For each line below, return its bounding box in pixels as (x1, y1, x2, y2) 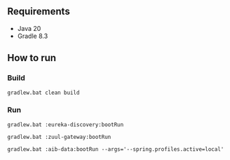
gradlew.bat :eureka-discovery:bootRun (7, 121, 124, 128)
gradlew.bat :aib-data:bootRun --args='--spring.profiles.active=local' (7, 145, 224, 153)
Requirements (7, 6, 70, 18)
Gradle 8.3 (17, 32, 48, 40)
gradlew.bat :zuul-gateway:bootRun (7, 133, 111, 140)
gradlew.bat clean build (7, 89, 80, 96)
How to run (7, 52, 57, 64)
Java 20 (17, 24, 41, 32)
